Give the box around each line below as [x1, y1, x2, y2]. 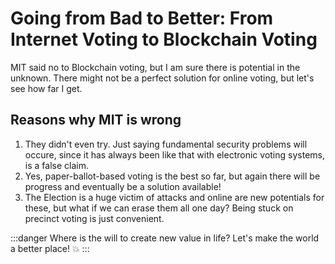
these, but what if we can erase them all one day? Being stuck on [24, 202, 294, 214]
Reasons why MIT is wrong [10, 112, 182, 129]
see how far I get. [10, 82, 83, 94]
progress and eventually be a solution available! [24, 180, 222, 192]
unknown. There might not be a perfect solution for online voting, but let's [10, 72, 315, 84]
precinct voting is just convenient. [24, 212, 165, 224]
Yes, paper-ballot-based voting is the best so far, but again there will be [24, 170, 321, 182]
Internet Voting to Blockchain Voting [10, 28, 318, 51]
